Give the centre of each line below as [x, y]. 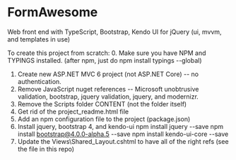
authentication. [39, 81]
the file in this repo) [46, 149]
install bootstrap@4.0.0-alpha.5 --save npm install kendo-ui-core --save [123, 134]
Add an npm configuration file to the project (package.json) [104, 119]
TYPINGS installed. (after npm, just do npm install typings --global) [105, 60]
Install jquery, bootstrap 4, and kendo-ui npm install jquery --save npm [120, 126]
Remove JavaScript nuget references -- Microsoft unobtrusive [108, 89]
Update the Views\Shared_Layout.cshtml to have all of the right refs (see [123, 141]
